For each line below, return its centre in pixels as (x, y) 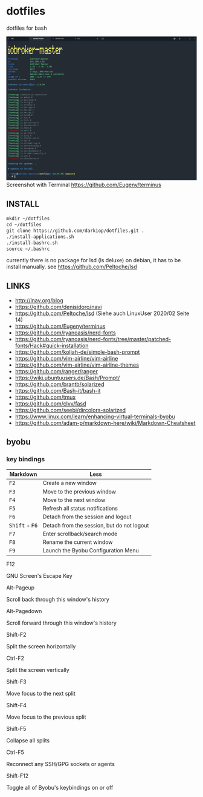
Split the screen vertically (38, 670)
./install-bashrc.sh (32, 243)
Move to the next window (74, 500)
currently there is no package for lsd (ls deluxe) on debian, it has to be (94, 260)
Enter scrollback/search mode (80, 534)
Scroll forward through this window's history (61, 623)
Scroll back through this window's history (58, 599)
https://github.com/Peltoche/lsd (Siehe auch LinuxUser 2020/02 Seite (102, 313)
